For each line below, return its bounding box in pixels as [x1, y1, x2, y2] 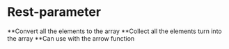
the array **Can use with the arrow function [7, 34, 135, 42]
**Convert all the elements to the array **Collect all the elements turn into [7, 27, 222, 35]
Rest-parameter [7, 4, 102, 20]
